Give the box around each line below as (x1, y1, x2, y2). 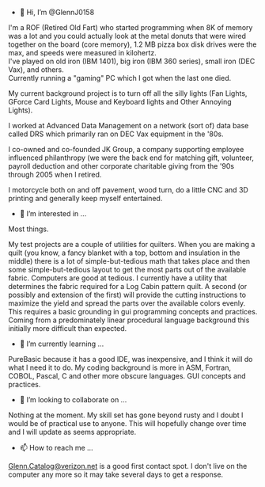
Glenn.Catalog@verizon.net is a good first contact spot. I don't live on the (8, 462, 248, 470)
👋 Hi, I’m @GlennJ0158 (19, 8, 95, 17)
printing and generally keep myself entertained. (8, 194, 163, 203)
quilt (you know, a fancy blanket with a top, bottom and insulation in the (8, 248, 240, 257)
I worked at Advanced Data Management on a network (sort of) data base (8, 121, 249, 130)
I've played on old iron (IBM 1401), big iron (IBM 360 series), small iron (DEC (8, 56, 256, 66)
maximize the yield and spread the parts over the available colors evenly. (8, 299, 246, 308)
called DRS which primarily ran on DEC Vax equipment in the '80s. (8, 129, 224, 139)
